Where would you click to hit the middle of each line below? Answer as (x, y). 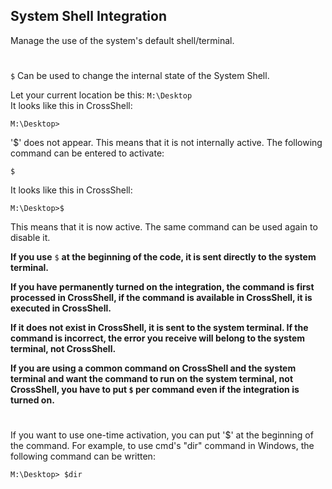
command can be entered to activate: (87, 153)
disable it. (30, 237)
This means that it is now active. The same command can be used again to (164, 227)
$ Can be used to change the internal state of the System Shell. (140, 75)
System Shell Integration (89, 16)
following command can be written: (83, 456)
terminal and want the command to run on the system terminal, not (152, 378)
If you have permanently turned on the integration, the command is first (162, 287)
